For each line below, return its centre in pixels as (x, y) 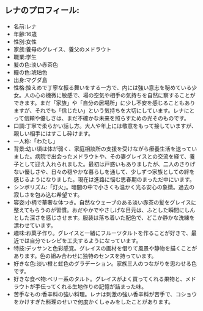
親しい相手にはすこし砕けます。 (54, 133)
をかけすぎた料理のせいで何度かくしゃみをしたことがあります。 (93, 302)
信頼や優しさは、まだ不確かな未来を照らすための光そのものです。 (107, 118)
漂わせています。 (35, 225)
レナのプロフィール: (42, 10)
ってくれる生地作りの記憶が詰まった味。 (96, 287)
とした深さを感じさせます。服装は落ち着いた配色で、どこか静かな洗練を (104, 217)
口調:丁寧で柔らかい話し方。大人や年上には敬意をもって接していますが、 (105, 126)
